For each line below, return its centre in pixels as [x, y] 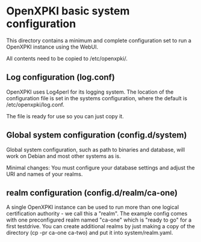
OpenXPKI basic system [68, 11]
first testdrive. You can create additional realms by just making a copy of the [101, 226]
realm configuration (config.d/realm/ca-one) [92, 192]
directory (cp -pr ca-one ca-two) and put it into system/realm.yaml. [90, 233]
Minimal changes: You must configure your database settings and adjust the [100, 168]
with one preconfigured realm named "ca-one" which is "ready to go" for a [99, 220]
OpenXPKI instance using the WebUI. [52, 47]
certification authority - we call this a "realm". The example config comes [97, 214]
